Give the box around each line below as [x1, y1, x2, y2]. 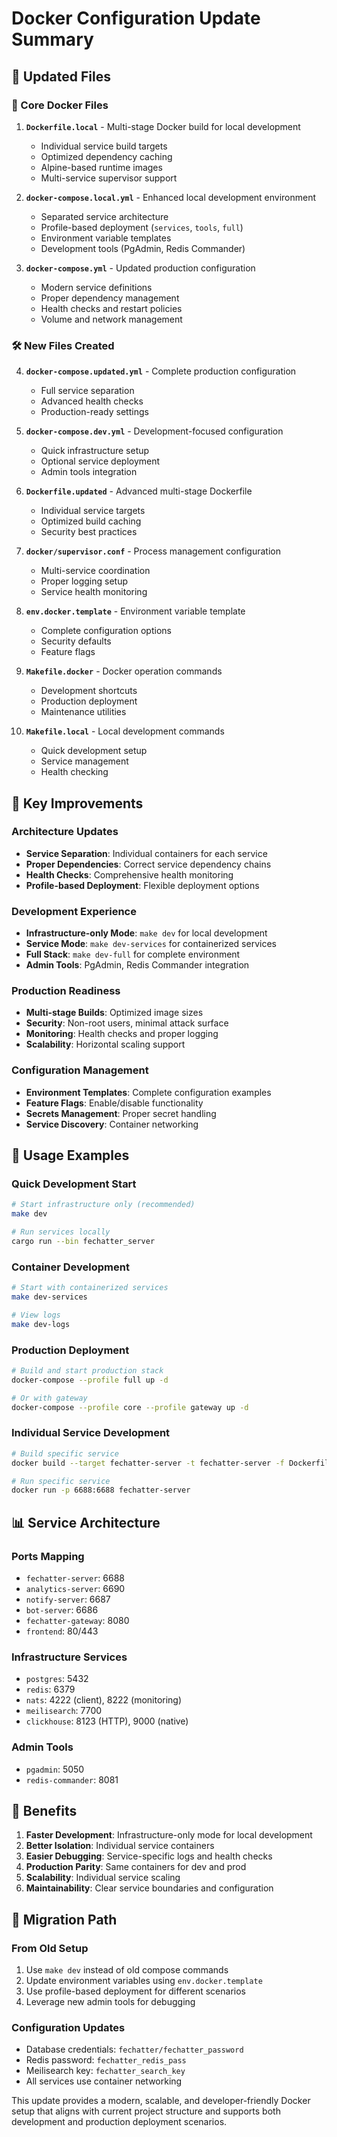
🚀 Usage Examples [11, 1147, 130, 1164]
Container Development [11, 1260, 130, 1274]
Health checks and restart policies [40, 302, 183, 314]
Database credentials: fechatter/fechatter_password [25, 2043, 244, 2056]
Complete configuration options [40, 625, 172, 637]
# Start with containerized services [11, 1283, 169, 1293]
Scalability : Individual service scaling [25, 1872, 181, 1884]
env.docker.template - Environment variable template [25, 605, 246, 617]
